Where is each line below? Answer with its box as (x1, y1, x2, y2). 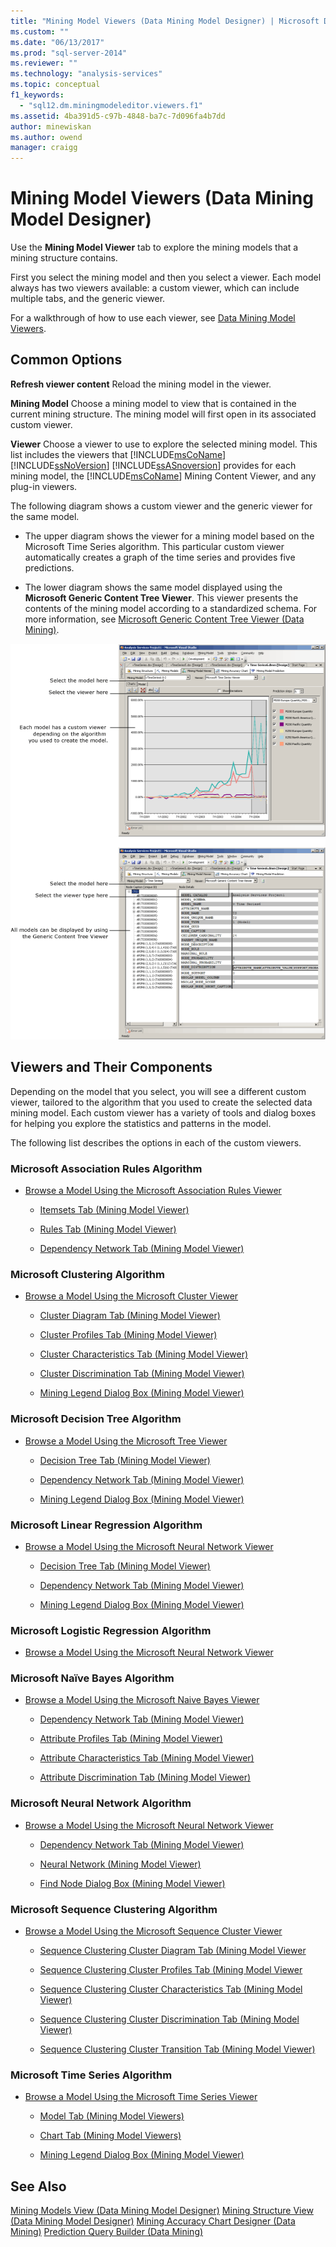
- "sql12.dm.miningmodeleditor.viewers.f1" (19, 100, 203, 110)
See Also (10, 2178, 67, 2195)
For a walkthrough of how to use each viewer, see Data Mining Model (10, 312, 296, 324)
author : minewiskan (10, 121, 92, 132)
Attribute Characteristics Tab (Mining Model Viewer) (39, 1752, 255, 1764)
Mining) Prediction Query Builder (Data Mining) (10, 2226, 204, 2238)
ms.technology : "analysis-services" (10, 69, 163, 79)
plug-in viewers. (10, 480, 78, 492)
